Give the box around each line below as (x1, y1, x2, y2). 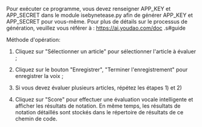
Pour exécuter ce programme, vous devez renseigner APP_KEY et (6, 5, 171, 12)
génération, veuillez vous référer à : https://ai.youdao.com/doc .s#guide (6, 24, 186, 31)
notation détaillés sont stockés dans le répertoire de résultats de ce (15, 109, 184, 116)
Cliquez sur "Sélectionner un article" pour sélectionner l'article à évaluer (15, 48, 196, 55)
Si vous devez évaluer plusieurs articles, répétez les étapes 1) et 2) (15, 84, 182, 91)
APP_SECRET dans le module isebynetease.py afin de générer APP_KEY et (6, 11, 193, 19)
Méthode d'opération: (6, 36, 61, 43)
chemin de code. (15, 115, 58, 122)
